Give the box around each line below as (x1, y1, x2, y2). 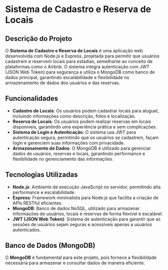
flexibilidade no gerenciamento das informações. (12, 156, 114, 162)
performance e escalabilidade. (12, 189, 76, 195)
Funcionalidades (5, 94, 59, 103)
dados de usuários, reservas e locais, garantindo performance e (12, 150, 145, 157)
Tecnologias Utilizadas (5, 170, 78, 179)
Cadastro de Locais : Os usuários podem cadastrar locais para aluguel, (12, 107, 159, 114)
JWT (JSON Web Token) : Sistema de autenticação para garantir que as (12, 216, 161, 222)
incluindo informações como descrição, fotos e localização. (12, 113, 136, 119)
